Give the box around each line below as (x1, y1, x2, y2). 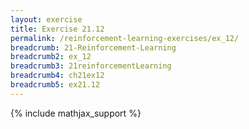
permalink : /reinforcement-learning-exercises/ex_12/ (10, 33, 240, 43)
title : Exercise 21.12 (10, 24, 105, 34)
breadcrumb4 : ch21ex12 (10, 71, 105, 81)
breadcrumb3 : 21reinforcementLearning (10, 61, 172, 71)
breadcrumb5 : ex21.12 (10, 80, 101, 90)
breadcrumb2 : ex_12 (10, 52, 92, 62)
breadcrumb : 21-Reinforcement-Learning (10, 42, 177, 53)
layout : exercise (10, 14, 83, 25)
